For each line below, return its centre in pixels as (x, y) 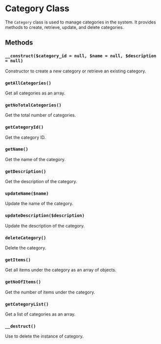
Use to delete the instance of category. (45, 336)
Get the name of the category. (35, 159)
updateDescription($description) (45, 216)
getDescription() (26, 171)
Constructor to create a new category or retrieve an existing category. (76, 71)
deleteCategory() (26, 238)
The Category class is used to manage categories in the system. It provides (80, 22)
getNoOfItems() (23, 282)
